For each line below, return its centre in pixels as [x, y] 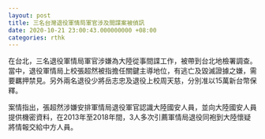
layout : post [30, 15]
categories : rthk [37, 38]
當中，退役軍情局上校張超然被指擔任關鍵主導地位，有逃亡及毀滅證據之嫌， [129, 71]
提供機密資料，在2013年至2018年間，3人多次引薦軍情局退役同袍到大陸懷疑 [130, 117]
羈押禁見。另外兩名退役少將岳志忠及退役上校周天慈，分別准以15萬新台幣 [132, 81]
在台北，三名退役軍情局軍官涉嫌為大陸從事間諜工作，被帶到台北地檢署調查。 [132, 61]
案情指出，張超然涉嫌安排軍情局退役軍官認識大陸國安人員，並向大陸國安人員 [132, 107]
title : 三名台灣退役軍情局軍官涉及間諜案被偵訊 [77, 23]
